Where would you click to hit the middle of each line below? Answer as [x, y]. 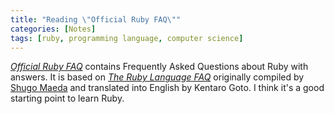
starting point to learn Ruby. [67, 98]
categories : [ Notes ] [53, 29]
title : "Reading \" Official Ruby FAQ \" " [96, 19]
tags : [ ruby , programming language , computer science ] [127, 38]
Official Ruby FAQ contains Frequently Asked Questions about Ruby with [159, 67]
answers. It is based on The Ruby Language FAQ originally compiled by [157, 77]
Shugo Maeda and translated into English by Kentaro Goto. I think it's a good [167, 88]
